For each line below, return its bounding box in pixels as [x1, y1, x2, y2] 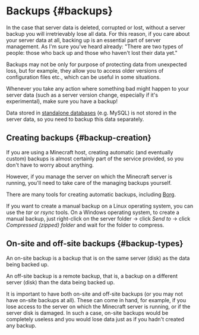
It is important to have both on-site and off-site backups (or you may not [6, 290, 183, 297]
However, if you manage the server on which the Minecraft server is [6, 173, 172, 180]
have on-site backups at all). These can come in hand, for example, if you [6, 296, 186, 303]
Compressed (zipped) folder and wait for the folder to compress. [6, 221, 165, 228]
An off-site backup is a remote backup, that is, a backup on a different [6, 272, 178, 280]
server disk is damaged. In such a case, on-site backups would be [6, 309, 169, 317]
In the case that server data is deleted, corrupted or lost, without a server [6, 24, 185, 31]
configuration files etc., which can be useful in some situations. [6, 73, 162, 80]
